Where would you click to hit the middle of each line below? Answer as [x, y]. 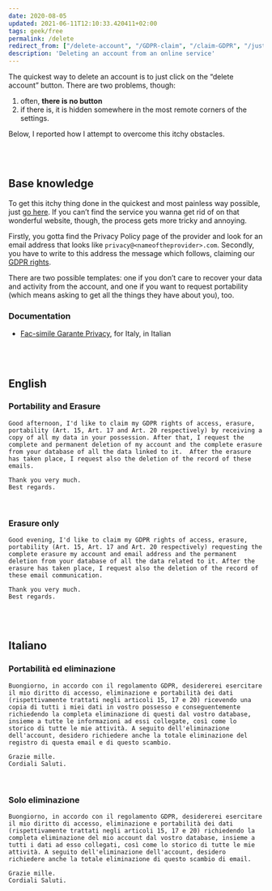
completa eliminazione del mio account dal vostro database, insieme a [132, 838]
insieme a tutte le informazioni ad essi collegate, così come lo [123, 721]
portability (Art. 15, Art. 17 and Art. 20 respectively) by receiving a [136, 431]
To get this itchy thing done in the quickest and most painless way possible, [134, 203]
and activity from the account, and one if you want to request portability [128, 286]
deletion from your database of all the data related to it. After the [132, 561]
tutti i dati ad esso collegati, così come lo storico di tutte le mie [132, 845]
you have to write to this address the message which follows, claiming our [132, 253]
